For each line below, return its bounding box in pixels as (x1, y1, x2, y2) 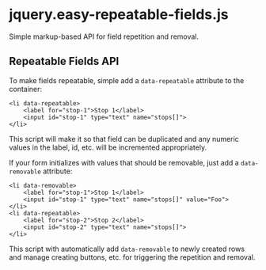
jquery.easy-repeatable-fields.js (9, 6, 229, 24)
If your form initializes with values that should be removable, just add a (9, 158, 240, 167)
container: (9, 84, 43, 93)
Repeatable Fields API (9, 55, 120, 68)
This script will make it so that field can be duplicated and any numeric (9, 134, 240, 143)
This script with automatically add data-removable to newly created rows (9, 244, 245, 253)
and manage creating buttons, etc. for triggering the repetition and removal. (9, 252, 256, 262)
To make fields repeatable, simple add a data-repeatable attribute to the (9, 75, 245, 85)
